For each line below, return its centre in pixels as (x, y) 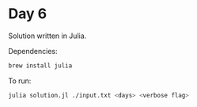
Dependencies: (33, 51)
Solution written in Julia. (47, 36)
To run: (20, 81)
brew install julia (40, 65)
